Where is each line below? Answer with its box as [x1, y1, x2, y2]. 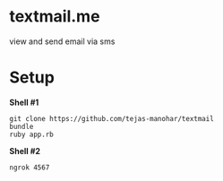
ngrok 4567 [9, 163, 50, 172]
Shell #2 [9, 145, 41, 156]
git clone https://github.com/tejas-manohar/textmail [9, 114, 215, 123]
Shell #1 [9, 97, 39, 108]
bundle [9, 122, 34, 131]
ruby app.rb [9, 130, 54, 139]
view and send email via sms [9, 36, 116, 47]
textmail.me [9, 6, 100, 27]
